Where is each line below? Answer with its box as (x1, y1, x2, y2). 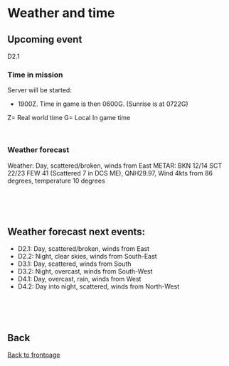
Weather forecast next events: (7, 225, 146, 237)
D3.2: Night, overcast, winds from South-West (17, 267, 153, 276)
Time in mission (7, 70, 63, 80)
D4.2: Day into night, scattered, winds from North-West (17, 282, 180, 291)
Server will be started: (7, 86, 73, 95)
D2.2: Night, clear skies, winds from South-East (17, 252, 158, 261)
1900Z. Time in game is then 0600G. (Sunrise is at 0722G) (17, 99, 188, 108)
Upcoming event (7, 33, 82, 45)
